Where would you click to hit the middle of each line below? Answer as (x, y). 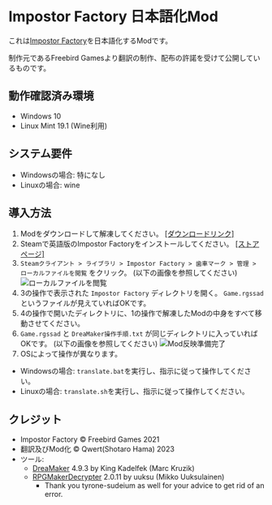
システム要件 (41, 154)
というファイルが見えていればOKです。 (85, 303)
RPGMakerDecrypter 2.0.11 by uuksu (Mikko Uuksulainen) (128, 477)
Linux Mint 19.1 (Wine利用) (64, 126)
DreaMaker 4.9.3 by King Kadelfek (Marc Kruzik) (113, 469)
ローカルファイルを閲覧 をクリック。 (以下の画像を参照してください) (129, 273)
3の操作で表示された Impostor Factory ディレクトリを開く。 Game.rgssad (142, 293)
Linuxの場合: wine (50, 185)
